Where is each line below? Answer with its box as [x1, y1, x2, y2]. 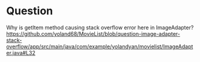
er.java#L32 [6, 49, 36, 56]
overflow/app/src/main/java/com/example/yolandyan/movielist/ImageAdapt [6, 43, 193, 50]
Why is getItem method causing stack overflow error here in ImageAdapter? [6, 24, 194, 31]
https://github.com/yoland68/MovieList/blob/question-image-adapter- [6, 30, 180, 37]
